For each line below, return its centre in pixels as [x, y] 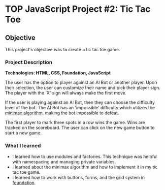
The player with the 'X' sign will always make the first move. [66, 93]
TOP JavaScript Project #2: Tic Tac [78, 9]
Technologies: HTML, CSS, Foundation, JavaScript [58, 73]
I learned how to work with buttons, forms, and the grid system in [79, 177]
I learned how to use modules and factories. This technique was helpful [85, 157]
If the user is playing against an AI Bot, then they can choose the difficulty [80, 102]
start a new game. [23, 133]
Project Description [29, 62]
